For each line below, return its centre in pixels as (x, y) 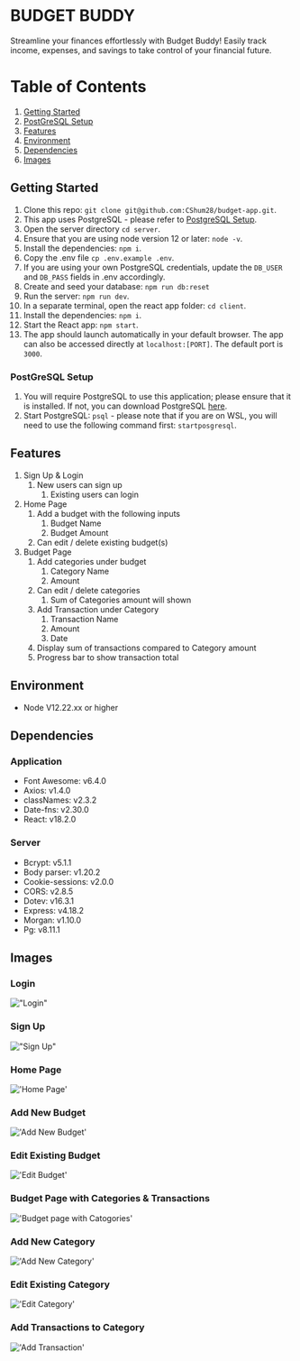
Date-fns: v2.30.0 (56, 810)
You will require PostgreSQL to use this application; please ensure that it (157, 396)
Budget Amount (79, 532)
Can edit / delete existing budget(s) (102, 542)
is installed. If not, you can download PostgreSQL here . (125, 406)
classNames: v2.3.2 (60, 800)
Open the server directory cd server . (92, 229)
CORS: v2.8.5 (48, 891)
